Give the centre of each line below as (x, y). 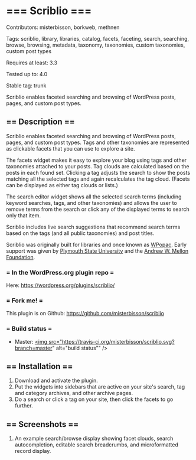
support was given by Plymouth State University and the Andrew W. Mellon (97, 251)
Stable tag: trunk (26, 85)
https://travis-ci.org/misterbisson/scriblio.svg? (118, 341)
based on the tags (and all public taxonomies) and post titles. (80, 233)
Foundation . (21, 257)
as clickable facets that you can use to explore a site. (71, 148)
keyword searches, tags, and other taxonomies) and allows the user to (92, 203)
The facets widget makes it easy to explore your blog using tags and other (97, 160)
